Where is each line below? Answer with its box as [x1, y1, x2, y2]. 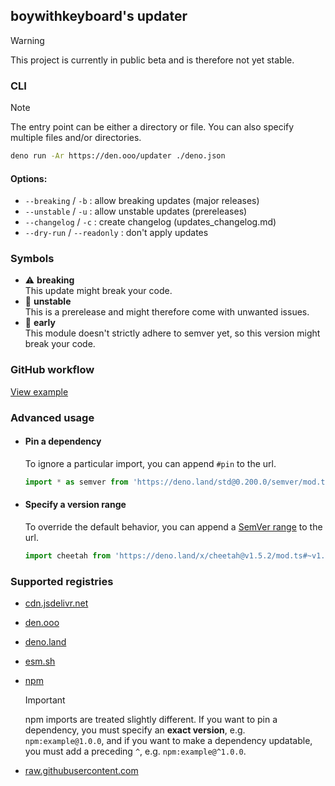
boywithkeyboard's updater [10, 8, 188, 25]
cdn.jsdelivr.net [24, 597, 89, 609]
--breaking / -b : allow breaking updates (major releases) [24, 195, 260, 207]
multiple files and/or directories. [10, 132, 142, 144]
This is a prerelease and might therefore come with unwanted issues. [24, 306, 310, 318]
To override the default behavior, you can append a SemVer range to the [24, 520, 323, 533]
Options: [10, 172, 48, 184]
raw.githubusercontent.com [24, 765, 139, 777]
